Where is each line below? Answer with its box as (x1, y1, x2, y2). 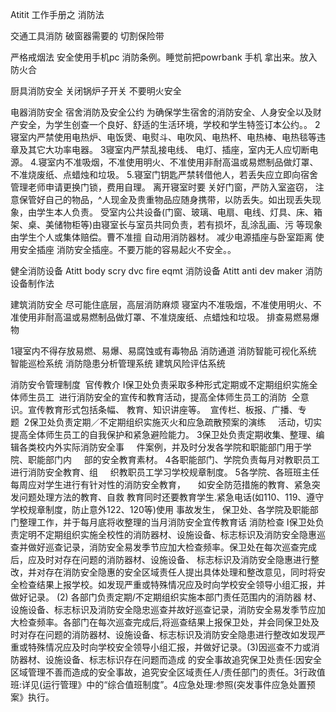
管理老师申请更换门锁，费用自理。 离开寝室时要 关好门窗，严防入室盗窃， (10, 181, 313, 193)
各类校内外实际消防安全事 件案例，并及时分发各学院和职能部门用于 (18, 441, 303, 453)
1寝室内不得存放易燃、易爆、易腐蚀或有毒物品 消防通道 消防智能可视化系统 (10, 345, 317, 357)
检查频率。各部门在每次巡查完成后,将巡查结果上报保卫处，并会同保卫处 (18, 616, 312, 628)
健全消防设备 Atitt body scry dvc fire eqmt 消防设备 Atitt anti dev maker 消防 (10, 265, 323, 277)
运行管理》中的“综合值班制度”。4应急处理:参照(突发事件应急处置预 (42, 679, 316, 690)
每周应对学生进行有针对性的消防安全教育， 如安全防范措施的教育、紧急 (10, 479, 312, 490)
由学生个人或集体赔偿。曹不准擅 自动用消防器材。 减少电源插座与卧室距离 (10, 231, 313, 243)
